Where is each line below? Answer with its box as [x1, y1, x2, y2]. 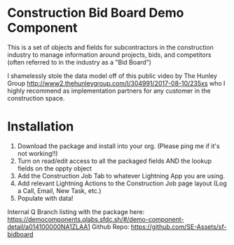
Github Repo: [91, 223, 130, 231]
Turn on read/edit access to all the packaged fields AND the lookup [17, 157, 212, 165]
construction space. [7, 93, 65, 102]
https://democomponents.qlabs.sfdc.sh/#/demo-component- [7, 215, 184, 223]
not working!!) [17, 149, 58, 157]
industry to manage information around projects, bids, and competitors [7, 51, 212, 59]
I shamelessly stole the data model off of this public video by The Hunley [7, 72, 217, 80]
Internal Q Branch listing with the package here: [7, 207, 145, 216]
